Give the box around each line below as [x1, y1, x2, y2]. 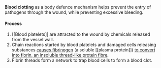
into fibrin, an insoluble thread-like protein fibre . [11, 52, 109, 58]
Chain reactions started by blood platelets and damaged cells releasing [11, 42, 156, 48]
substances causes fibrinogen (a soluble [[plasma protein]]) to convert [11, 47, 156, 53]
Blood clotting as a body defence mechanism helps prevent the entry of [4, 4, 151, 10]
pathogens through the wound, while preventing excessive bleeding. [4, 9, 144, 15]
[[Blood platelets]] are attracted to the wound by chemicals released [11, 31, 151, 37]
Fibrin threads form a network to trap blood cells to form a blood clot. [11, 57, 153, 63]
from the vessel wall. [11, 37, 54, 43]
